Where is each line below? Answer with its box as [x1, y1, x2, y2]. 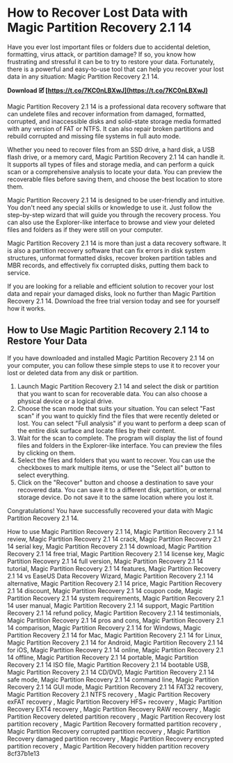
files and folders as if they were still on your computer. [7, 225, 163, 234]
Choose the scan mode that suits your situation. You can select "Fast [17, 404, 216, 412]
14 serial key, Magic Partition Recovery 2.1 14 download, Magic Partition [7, 542, 212, 551]
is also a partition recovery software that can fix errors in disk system [7, 246, 206, 255]
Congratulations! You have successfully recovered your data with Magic [7, 506, 214, 514]
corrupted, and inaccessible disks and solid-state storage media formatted [7, 117, 221, 125]
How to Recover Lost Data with [7, 5, 188, 21]
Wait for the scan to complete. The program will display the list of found [17, 434, 223, 442]
